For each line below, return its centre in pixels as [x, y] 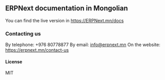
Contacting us [23, 33]
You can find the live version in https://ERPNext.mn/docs [64, 20]
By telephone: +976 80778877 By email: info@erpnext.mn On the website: [83, 45]
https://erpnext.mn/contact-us [37, 50]
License [14, 62]
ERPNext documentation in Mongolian [67, 8]
